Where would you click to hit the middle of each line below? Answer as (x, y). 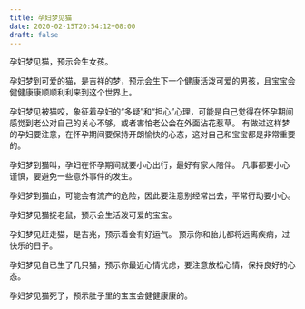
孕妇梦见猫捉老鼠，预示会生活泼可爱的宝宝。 (93, 215)
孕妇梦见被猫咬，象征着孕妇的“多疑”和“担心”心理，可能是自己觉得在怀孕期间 (152, 112)
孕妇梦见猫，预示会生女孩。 (61, 62)
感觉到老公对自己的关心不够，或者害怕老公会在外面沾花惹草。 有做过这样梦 (150, 123)
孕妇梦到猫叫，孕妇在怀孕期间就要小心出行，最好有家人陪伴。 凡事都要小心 (150, 165)
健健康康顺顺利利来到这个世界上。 (73, 93)
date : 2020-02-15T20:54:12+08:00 (73, 26)
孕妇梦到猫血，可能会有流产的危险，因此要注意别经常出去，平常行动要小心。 (152, 195)
